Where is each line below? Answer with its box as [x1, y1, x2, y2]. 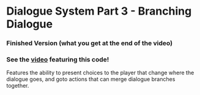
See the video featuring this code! [6, 55, 109, 64]
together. [6, 82, 29, 90]
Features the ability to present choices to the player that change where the [6, 69, 194, 77]
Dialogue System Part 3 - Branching [6, 4, 192, 18]
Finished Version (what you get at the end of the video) [6, 39, 173, 47]
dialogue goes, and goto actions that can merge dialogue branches [6, 76, 176, 83]
